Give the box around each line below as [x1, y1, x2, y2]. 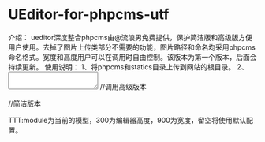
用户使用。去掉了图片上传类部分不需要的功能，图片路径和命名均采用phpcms [8, 42, 256, 52]
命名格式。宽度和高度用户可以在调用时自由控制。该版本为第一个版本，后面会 [8, 52, 257, 62]
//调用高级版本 [99, 81, 147, 92]
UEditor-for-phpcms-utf [8, 6, 170, 24]
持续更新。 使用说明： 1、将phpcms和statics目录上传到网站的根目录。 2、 [8, 62, 248, 72]
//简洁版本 [8, 99, 42, 108]
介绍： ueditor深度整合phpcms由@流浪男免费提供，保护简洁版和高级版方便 [8, 32, 253, 42]
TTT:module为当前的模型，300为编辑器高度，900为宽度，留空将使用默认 [8, 115, 247, 125]
